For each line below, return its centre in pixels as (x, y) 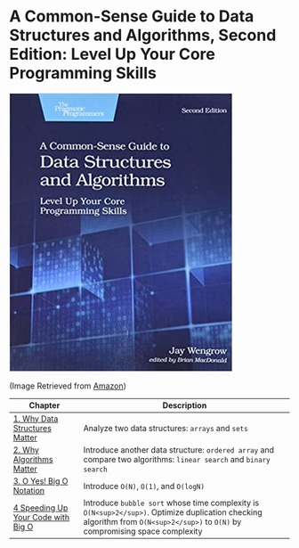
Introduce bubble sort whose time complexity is (171, 503)
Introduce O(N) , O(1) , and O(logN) (144, 486)
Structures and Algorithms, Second (143, 35)
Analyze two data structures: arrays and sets (166, 428)
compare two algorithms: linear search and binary (177, 459)
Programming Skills (83, 74)
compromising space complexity (143, 531)
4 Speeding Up (40, 507)
